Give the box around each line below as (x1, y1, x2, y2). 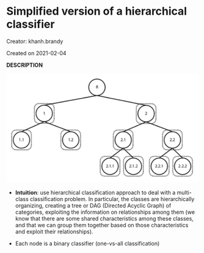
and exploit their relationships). (15, 228, 93, 235)
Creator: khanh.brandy (6, 37, 64, 45)
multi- (177, 189, 192, 196)
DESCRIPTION (6, 61, 43, 69)
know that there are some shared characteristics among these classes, (15, 214, 194, 222)
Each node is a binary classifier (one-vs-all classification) (15, 240, 160, 247)
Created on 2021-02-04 (6, 49, 67, 56)
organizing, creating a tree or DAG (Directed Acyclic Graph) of (15, 202, 172, 209)
